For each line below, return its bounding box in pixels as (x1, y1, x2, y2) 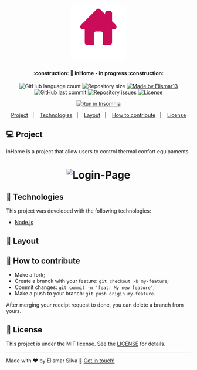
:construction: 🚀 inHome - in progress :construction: (33, 69, 164, 76)
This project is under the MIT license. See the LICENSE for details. (6, 340, 166, 348)
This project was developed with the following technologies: (6, 207, 151, 214)
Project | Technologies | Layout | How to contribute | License (11, 112, 186, 119)
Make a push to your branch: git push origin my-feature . (14, 290, 155, 297)
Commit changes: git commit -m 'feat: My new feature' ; (14, 284, 155, 291)
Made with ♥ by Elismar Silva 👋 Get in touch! (6, 357, 115, 364)
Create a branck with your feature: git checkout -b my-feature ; (14, 278, 169, 285)
